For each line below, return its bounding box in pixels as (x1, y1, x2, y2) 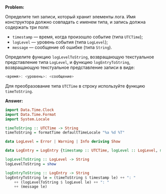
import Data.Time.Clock (5, 107, 54, 112)
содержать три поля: (5, 24, 49, 30)
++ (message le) (14, 184, 48, 190)
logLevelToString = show (5, 161, 56, 166)
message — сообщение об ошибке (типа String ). (12, 45, 112, 50)
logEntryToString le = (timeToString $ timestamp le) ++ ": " (5, 175, 136, 180)
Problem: (5, 4, 25, 10)
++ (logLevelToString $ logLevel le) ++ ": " (14, 180, 110, 185)
